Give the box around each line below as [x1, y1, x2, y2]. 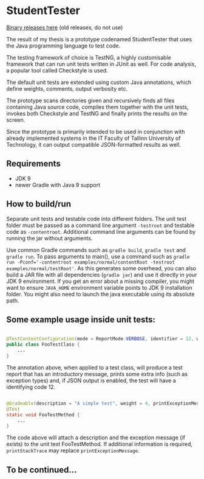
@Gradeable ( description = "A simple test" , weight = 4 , [6, 400, 151, 407]
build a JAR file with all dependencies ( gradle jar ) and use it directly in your [6, 271, 197, 278]
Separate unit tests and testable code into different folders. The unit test [6, 215, 187, 222]
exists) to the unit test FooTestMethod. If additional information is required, [6, 441, 193, 448]
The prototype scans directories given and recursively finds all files [6, 97, 175, 104]
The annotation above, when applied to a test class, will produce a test [6, 363, 183, 371]
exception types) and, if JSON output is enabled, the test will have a [6, 377, 176, 384]
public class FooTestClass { [6, 341, 80, 348]
